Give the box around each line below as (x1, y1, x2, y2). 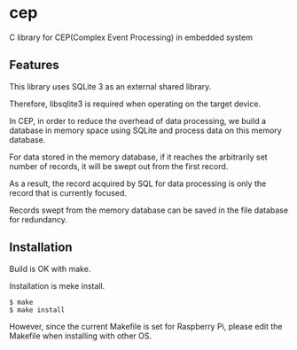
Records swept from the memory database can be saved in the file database (9, 205, 289, 215)
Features (9, 58, 59, 73)
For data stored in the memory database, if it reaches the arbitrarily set (9, 152, 268, 162)
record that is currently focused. (9, 187, 127, 198)
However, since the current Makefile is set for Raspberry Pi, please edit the (9, 321, 283, 331)
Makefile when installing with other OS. (9, 331, 152, 341)
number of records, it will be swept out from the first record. (9, 160, 229, 171)
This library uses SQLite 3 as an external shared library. (9, 81, 212, 91)
